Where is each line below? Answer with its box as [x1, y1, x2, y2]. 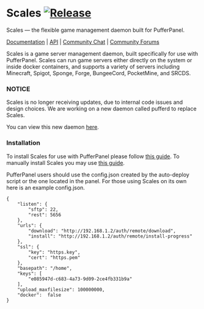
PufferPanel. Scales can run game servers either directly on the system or [6, 56, 192, 64]
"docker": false [17, 292, 62, 298]
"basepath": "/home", [17, 265, 72, 271]
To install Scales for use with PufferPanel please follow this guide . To [6, 153, 180, 160]
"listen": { [17, 201, 48, 207]
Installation [6, 139, 41, 147]
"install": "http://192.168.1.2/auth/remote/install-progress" [28, 233, 192, 239]
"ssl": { [17, 244, 40, 250]
